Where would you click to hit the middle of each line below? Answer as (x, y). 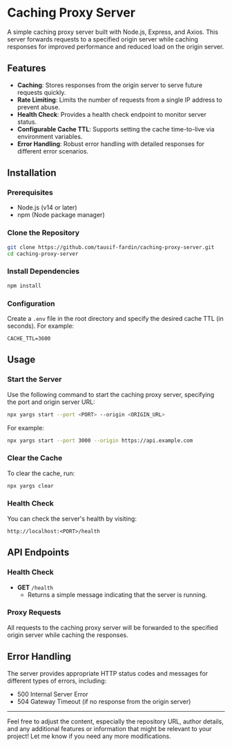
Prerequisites (30, 193)
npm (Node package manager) (61, 215)
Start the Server (35, 380)
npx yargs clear (30, 486)
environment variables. (50, 136)
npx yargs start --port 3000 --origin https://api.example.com (100, 441)
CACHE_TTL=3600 (29, 338)
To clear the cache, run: (41, 473)
